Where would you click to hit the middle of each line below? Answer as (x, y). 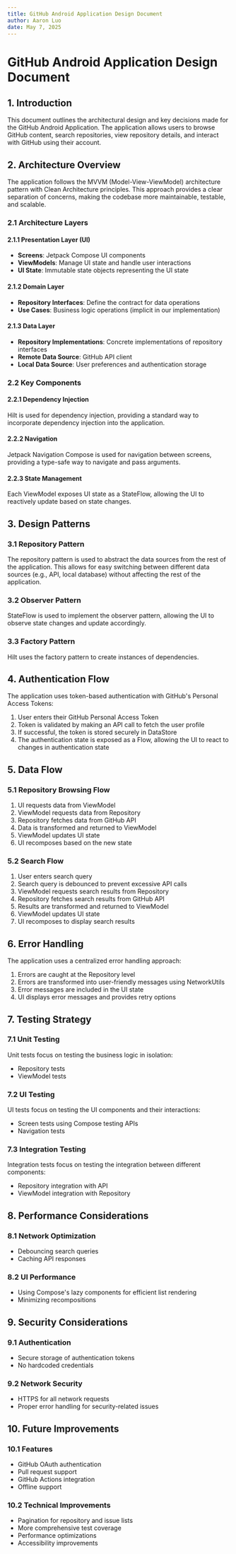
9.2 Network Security (45, 1384)
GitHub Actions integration (56, 1480)
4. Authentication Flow (58, 679)
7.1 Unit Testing (34, 1039)
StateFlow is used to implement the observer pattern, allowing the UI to (111, 615)
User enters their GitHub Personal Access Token (88, 717)
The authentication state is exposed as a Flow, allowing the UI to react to (123, 740)
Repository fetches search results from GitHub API (91, 899)
